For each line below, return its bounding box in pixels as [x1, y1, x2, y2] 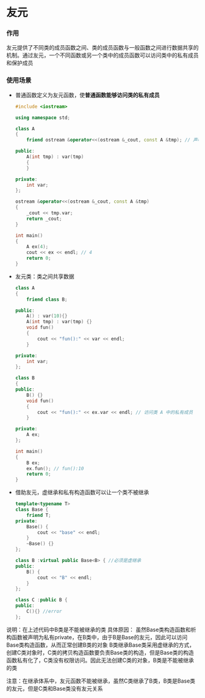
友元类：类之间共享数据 [15, 272, 74, 280]
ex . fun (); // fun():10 [26, 465, 84, 471]
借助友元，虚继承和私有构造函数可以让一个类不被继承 [15, 489, 149, 496]
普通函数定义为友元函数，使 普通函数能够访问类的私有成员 [15, 91, 160, 99]
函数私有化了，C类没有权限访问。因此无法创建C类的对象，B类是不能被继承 [6, 656, 194, 664]
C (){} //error [26, 609, 62, 615]
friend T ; [26, 512, 51, 518]
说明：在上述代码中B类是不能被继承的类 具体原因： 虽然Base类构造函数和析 [6, 626, 196, 633]
